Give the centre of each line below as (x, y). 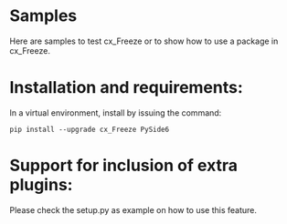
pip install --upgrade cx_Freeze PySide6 (90, 129)
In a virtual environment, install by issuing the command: (116, 112)
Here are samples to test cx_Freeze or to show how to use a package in (144, 41)
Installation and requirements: (127, 88)
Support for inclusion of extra (124, 166)
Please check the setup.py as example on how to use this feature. (133, 209)
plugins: (41, 185)
